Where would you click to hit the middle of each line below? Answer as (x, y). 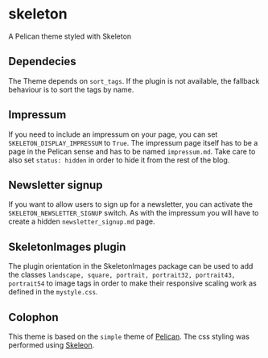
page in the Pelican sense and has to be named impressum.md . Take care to (132, 151)
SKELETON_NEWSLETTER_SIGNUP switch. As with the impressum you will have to (134, 213)
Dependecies (42, 62)
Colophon (33, 317)
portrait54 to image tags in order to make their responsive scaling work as (133, 283)
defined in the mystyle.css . (53, 292)
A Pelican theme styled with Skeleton (70, 36)
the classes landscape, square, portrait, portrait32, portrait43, (122, 275)
